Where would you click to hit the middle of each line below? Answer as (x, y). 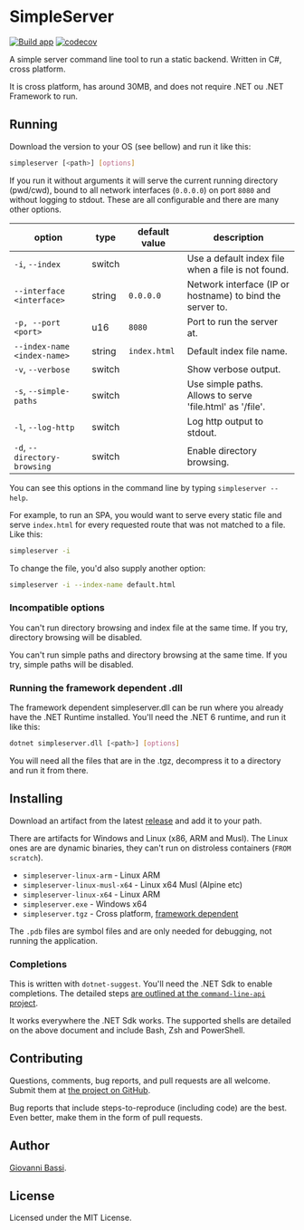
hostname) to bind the (234, 295)
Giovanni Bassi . (38, 1168)
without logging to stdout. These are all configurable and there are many (144, 199)
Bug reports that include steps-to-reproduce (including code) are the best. (148, 1108)
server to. (207, 307)
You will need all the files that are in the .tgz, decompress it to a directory (145, 760)
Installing (36, 799)
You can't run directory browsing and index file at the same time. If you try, (148, 628)
